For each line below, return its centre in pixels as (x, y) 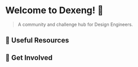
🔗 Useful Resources (37, 40)
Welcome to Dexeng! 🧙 (54, 10)
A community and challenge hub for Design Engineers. (75, 24)
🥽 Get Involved (29, 58)
